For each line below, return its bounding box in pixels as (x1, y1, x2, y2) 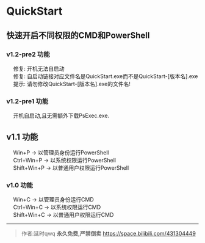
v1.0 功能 (6, 181, 34, 189)
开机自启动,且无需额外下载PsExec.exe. (13, 112, 110, 120)
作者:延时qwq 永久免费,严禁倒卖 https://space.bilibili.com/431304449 (21, 230, 196, 238)
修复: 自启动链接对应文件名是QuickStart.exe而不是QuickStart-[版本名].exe (13, 72, 198, 80)
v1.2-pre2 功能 (6, 50, 50, 59)
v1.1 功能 (6, 131, 38, 142)
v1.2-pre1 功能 (6, 96, 49, 105)
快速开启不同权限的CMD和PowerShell (6, 30, 150, 40)
